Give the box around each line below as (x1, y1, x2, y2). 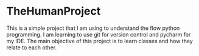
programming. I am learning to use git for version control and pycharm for (6, 30, 191, 38)
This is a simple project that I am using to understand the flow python (6, 24, 180, 32)
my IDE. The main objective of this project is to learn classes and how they (6, 37, 193, 44)
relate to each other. (6, 44, 57, 51)
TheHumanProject (6, 4, 101, 18)
